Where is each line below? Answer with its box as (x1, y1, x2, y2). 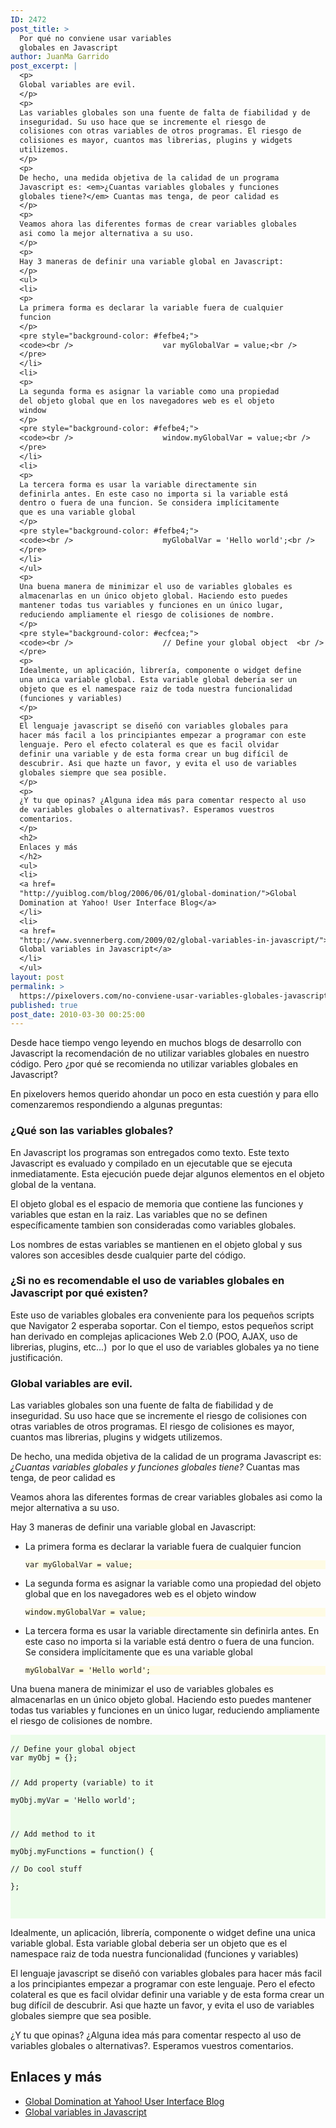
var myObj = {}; (10, 1753, 78, 1763)
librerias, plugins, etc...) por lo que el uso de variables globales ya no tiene (10, 1341, 320, 1353)
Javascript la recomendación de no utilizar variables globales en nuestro (10, 1047, 310, 1060)
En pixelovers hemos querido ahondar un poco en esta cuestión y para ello (10, 1088, 319, 1100)
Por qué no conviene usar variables (19, 33, 172, 43)
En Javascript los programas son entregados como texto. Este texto (10, 1146, 290, 1158)
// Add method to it (10, 1829, 97, 1839)
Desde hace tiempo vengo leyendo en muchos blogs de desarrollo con (10, 1037, 302, 1049)
